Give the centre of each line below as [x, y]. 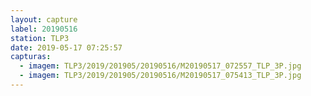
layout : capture [44, 19]
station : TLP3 [40, 38]
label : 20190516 [44, 29]
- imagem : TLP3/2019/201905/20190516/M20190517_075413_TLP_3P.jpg [160, 76]
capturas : [31, 57]
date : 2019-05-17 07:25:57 [66, 47]
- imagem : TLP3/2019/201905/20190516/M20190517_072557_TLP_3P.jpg [160, 66]
